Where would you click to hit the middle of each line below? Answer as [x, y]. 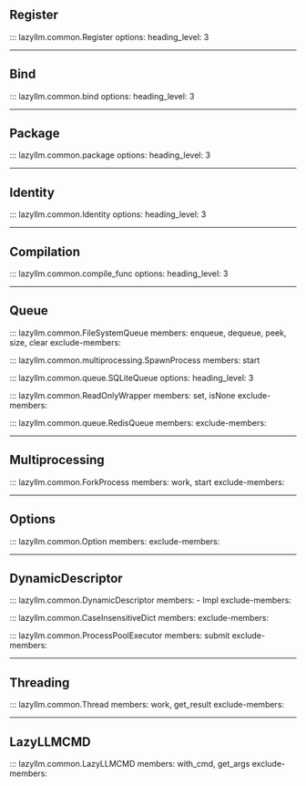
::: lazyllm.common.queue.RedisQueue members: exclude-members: [138, 422]
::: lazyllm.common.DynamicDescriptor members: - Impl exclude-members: [150, 600]
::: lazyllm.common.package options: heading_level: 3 [110, 155]
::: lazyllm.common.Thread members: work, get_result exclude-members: [147, 705]
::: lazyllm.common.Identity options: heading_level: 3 [108, 214]
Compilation [45, 251]
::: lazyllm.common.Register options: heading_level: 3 [109, 36]
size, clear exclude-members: [65, 342]
